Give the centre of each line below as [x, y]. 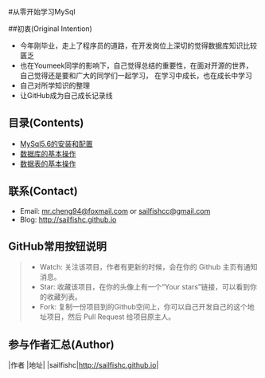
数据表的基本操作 [48, 163]
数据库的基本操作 [48, 153]
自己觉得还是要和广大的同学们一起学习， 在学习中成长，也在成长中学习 [136, 75]
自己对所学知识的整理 [55, 85]
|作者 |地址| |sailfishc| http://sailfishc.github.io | [84, 365]
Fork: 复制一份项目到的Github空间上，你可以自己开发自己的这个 [144, 307]
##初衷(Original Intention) [51, 29]
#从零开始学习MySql [42, 12]
